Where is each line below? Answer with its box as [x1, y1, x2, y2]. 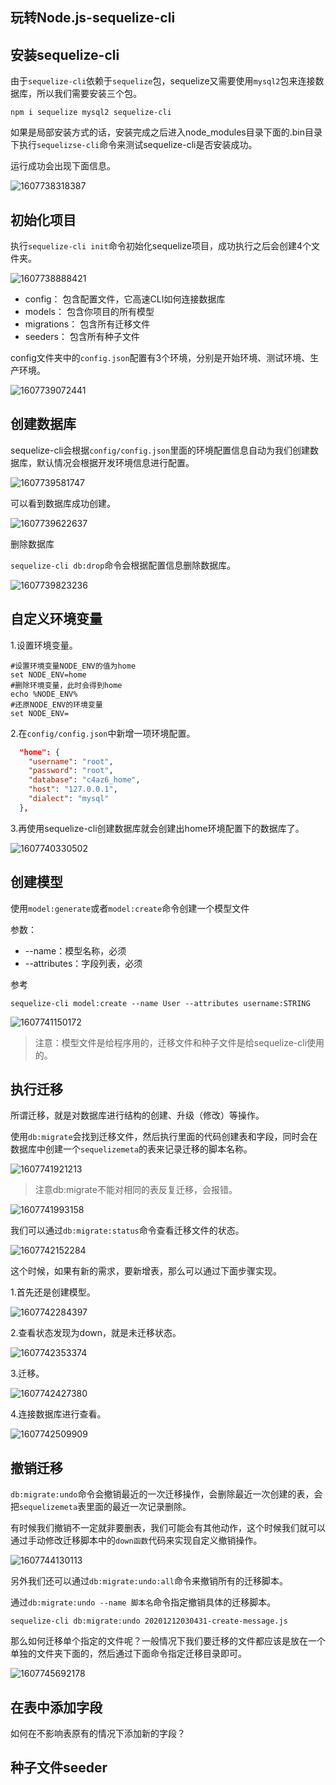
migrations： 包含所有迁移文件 [24, 318, 151, 330]
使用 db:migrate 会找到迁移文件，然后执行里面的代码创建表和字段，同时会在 [10, 1131, 318, 1143]
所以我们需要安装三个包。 [36, 88, 142, 100]
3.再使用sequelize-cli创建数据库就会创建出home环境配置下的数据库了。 [10, 822, 305, 834]
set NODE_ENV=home [10, 669, 87, 680]
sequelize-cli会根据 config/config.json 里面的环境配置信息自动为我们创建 [10, 444, 311, 456]
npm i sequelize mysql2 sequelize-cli [10, 108, 172, 118]
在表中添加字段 [10, 1699, 103, 1716]
